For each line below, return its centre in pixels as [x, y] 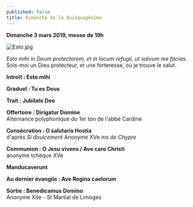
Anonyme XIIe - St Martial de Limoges [54, 197]
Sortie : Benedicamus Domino [45, 191]
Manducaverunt [27, 167]
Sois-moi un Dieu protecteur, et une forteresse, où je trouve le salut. [91, 65]
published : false [28, 12]
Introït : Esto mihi [28, 77]
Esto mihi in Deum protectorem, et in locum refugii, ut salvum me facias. [97, 58]
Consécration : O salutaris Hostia [49, 130]
